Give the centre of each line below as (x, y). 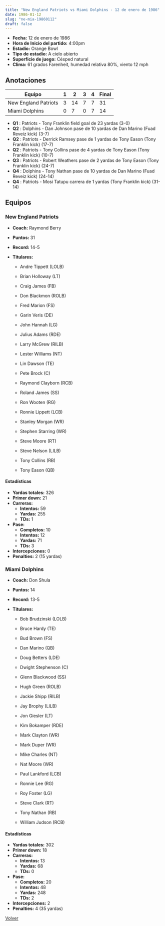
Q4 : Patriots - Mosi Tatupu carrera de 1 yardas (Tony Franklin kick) (81, 182)
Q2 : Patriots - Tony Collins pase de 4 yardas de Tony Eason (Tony (81, 150)
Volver (12, 918)
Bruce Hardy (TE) (38, 628)
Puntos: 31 (23, 237)
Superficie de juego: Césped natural (50, 59)
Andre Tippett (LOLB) (42, 266)
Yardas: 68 (31, 866)
